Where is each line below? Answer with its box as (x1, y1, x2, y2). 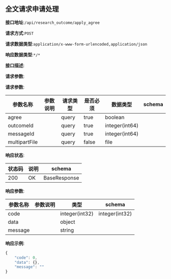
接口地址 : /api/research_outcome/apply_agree (5, 19, 100, 25)
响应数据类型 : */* (5, 51, 41, 57)
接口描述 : (5, 62, 25, 68)
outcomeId (8, 122, 34, 129)
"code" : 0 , (14, 255, 38, 260)
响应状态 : (5, 152, 25, 158)
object (60, 218, 75, 225)
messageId (8, 130, 35, 137)
